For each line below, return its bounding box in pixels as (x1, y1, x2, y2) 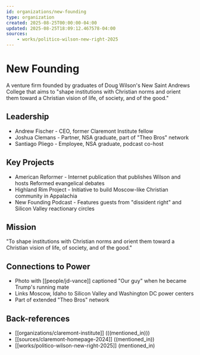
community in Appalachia (14, 192, 77, 200)
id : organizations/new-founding (6, 8, 86, 15)
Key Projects (6, 157, 55, 167)
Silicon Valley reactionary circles (14, 205, 95, 212)
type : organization (6, 14, 55, 20)
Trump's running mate (14, 284, 70, 291)
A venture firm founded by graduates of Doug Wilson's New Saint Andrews (6, 82, 190, 89)
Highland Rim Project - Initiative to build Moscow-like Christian (14, 186, 168, 193)
